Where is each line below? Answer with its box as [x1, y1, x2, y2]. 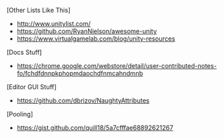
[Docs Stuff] [6, 48, 42, 56]
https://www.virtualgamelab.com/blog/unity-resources [16, 34, 175, 43]
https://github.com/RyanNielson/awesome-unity [16, 27, 157, 35]
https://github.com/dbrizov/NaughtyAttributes [16, 96, 149, 105]
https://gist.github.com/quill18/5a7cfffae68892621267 [16, 124, 174, 132]
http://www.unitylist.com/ [16, 20, 91, 27]
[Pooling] [6, 110, 33, 118]
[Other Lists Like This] [6, 6, 71, 14]
